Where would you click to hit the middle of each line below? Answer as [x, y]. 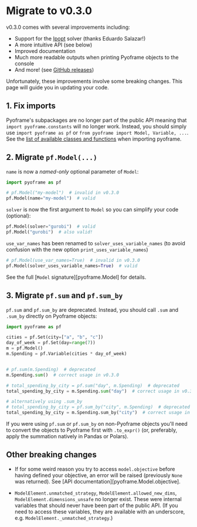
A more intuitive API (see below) [53, 45]
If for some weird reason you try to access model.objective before [95, 469]
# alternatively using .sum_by [44, 402]
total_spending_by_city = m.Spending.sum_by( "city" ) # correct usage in [98, 413]
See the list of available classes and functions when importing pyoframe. [94, 139]
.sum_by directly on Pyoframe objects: [52, 316]
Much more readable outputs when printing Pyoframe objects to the [96, 57]
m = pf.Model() [25, 348]
